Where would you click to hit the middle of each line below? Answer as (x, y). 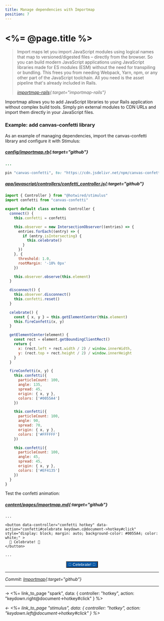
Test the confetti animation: (32, 493)
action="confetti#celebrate (34, 529)
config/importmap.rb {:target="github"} (47, 152)
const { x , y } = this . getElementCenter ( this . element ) (71, 317)
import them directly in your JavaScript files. (50, 112)
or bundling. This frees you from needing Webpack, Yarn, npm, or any (87, 73)
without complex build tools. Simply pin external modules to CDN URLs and (81, 107)
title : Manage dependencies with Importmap (50, 10)
